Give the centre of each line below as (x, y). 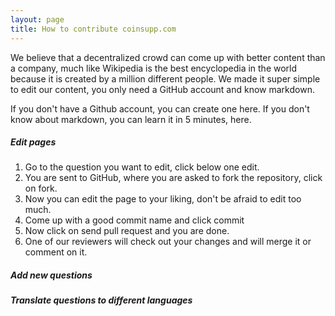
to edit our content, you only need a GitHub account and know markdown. (162, 89)
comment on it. (56, 252)
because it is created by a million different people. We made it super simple (165, 78)
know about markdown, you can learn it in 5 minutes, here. (131, 119)
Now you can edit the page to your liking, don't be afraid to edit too (163, 199)
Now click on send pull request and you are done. (127, 231)
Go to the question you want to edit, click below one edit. (142, 167)
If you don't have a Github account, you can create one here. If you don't (160, 108)
